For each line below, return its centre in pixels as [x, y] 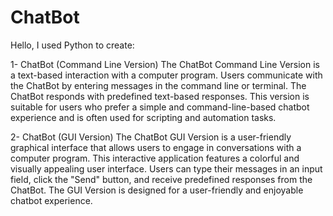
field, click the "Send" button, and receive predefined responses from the [161, 179]
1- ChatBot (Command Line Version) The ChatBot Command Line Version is [165, 64]
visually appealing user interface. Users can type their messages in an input [166, 168]
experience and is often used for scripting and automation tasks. [143, 117]
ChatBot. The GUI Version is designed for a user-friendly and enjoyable [157, 190]
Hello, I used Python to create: [72, 45]
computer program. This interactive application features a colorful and [155, 158]
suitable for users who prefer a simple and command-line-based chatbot [160, 107]
